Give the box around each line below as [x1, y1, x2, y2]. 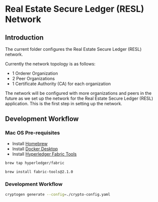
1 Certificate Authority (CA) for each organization [12, 81, 111, 87]
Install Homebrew [12, 140, 48, 146]
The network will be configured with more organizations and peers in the [5, 90, 152, 96]
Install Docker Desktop [12, 146, 58, 152]
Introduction [5, 33, 44, 42]
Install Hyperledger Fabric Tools [12, 151, 77, 157]
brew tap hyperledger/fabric [5, 160, 65, 165]
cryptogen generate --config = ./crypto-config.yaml [5, 192, 111, 197]
